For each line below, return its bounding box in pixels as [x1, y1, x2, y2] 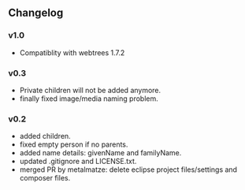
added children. [19, 132, 71, 141]
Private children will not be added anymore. [19, 85, 161, 95]
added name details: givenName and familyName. [19, 148, 182, 158]
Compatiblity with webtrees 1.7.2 [19, 47, 125, 58]
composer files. [19, 173, 71, 183]
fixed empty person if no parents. [19, 140, 128, 149]
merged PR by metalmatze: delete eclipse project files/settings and [19, 165, 238, 174]
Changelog [8, 6, 64, 20]
